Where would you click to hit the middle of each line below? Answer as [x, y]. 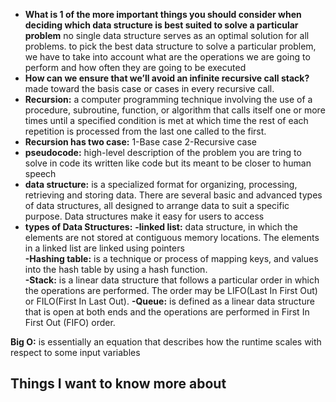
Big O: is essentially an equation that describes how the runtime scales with [166, 342]
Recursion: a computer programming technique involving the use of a [168, 99]
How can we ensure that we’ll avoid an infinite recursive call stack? [167, 78]
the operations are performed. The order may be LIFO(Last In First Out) [171, 290]
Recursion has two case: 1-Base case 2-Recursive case [141, 142]
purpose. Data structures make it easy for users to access [144, 216]
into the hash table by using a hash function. [116, 269]
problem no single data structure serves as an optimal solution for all [167, 35]
